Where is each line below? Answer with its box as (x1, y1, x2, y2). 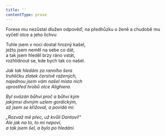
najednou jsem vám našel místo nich (6, 78, 83, 84)
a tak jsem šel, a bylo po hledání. (6, 125, 75, 131)
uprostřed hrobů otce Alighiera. (6, 83, 72, 89)
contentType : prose (6, 12, 47, 17)
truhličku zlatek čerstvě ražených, (6, 73, 77, 79)
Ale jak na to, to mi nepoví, (6, 119, 62, 125)
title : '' (6, 7, 27, 13)
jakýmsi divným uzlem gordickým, (6, 98, 78, 105)
